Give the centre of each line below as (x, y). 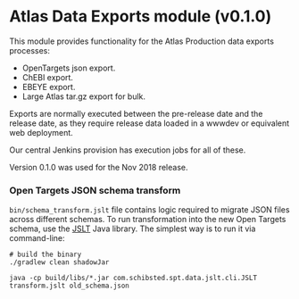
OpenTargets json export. (69, 68)
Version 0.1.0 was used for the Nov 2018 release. (99, 167)
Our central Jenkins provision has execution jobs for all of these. (128, 150)
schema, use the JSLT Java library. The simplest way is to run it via (133, 228)
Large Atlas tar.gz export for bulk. (83, 96)
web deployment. (41, 132)
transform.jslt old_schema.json (69, 286)
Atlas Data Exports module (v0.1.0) (141, 17)
